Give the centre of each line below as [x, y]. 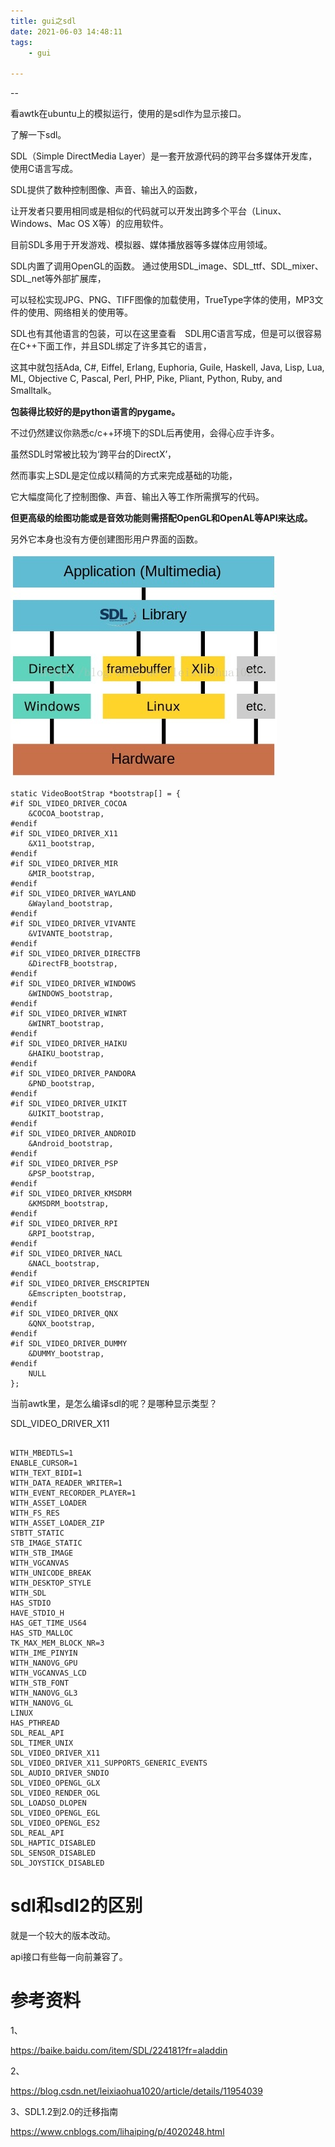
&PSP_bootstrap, [62, 1174]
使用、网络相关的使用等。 [80, 312]
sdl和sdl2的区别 [76, 1906]
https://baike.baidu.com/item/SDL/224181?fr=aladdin [119, 2050]
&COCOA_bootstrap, [66, 814]
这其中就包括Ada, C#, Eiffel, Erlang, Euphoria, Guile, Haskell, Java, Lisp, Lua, [167, 367]
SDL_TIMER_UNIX [42, 1743]
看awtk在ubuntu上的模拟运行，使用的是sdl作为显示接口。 [128, 114]
